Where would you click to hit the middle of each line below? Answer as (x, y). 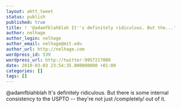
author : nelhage (26, 33)
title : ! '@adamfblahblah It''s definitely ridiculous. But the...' (91, 28)
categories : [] (25, 71)
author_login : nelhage (34, 38)
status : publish (26, 17)
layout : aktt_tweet (30, 11)
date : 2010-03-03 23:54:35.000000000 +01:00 (61, 65)
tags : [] (17, 76)
